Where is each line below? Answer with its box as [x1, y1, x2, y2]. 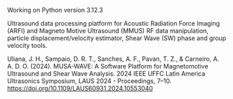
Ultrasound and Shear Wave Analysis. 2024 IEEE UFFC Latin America [7, 69, 206, 78]
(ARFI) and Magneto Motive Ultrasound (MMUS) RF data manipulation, [7, 27, 209, 35]
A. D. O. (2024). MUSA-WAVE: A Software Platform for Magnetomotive [7, 62, 209, 70]
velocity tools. [7, 42, 47, 49]
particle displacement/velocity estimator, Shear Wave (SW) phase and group [7, 34, 227, 42]
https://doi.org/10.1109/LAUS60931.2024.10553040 [7, 84, 153, 92]
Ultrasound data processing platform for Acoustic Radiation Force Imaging [7, 19, 220, 27]
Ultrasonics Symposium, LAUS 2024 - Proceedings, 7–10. [7, 77, 172, 85]
